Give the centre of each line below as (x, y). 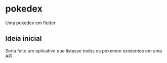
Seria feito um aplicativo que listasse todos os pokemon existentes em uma (84, 50)
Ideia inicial (24, 39)
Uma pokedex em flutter (30, 23)
